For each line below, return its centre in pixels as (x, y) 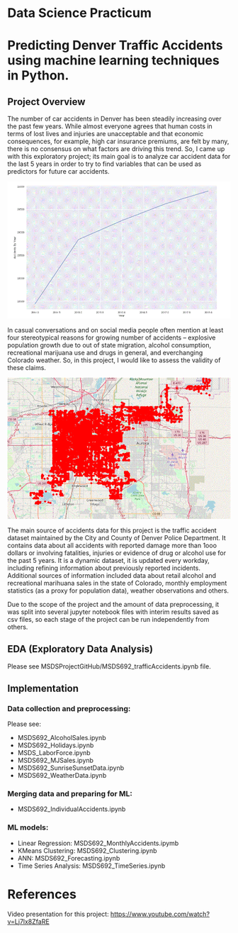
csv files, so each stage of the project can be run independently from (108, 619)
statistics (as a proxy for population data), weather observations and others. (118, 591)
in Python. (38, 76)
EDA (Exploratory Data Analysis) (80, 649)
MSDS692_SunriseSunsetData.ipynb (71, 768)
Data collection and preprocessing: (69, 708)
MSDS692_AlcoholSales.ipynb (62, 738)
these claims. (27, 367)
